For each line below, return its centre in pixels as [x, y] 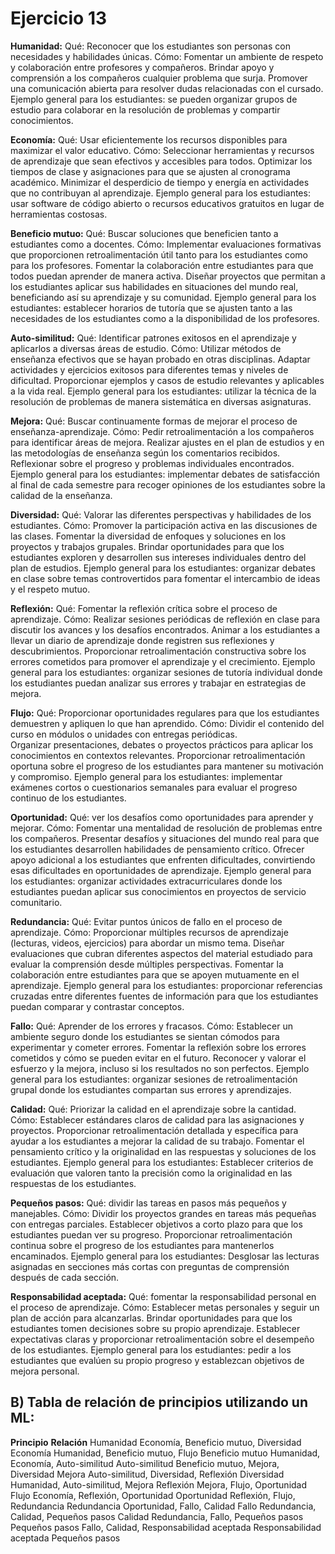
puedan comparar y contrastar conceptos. [97, 1006]
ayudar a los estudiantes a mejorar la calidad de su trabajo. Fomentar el [157, 1141]
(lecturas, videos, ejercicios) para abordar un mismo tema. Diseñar [147, 943]
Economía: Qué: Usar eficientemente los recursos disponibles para [149, 139]
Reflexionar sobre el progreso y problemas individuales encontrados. [152, 463]
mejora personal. [45, 1371]
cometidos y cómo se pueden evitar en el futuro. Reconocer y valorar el [158, 1058]
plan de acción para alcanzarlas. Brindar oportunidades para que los [151, 1318]
